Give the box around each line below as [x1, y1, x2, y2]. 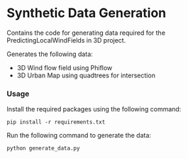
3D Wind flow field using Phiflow [16, 63, 113, 72]
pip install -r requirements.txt [6, 119, 106, 126]
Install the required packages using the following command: [6, 105, 182, 114]
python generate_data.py [6, 145, 80, 152]
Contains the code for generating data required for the [6, 28, 166, 37]
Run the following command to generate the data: [6, 131, 152, 140]
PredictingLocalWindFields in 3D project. [6, 35, 126, 44]
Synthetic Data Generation [6, 5, 167, 21]
